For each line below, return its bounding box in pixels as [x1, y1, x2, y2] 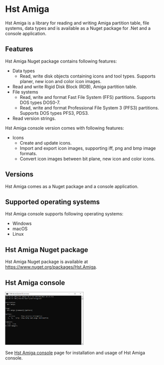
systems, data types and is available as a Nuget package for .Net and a [5, 25, 151, 31]
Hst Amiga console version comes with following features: [5, 125, 124, 131]
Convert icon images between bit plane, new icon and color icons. [19, 156, 156, 162]
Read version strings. [12, 115, 56, 121]
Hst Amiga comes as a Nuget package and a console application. [5, 183, 139, 189]
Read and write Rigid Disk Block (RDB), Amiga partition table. [12, 84, 138, 90]
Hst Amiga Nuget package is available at [5, 259, 88, 265]
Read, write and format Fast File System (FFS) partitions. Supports [19, 94, 156, 100]
